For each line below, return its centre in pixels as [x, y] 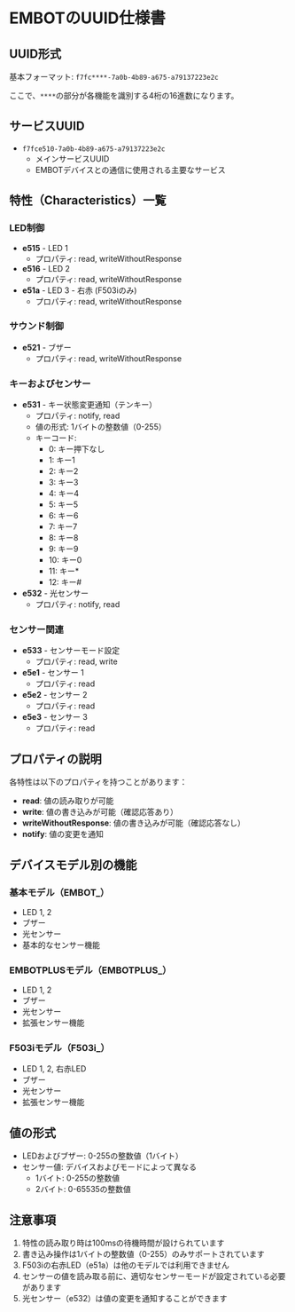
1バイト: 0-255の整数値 [78, 1178]
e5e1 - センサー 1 [53, 673]
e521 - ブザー [47, 347]
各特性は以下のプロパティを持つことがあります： [98, 782]
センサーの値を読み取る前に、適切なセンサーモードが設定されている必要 [154, 1276]
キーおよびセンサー [50, 383]
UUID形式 [35, 54]
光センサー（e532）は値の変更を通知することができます [124, 1299]
